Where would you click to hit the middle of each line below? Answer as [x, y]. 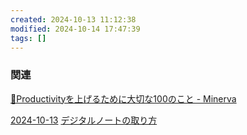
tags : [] [28, 38]
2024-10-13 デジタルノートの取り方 [84, 120]
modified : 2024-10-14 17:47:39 [75, 29]
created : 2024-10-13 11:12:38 [73, 19]
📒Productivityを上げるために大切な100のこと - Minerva [123, 98]
